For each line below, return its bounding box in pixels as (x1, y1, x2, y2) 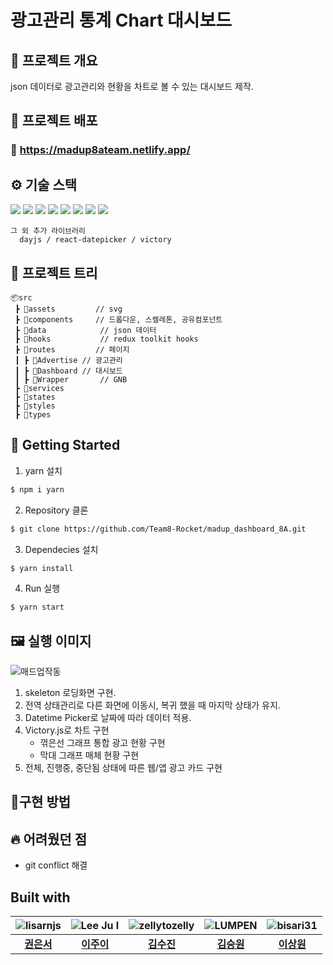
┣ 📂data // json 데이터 (14, 325, 157, 335)
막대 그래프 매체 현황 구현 (39, 749, 140, 761)
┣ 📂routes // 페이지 (14, 344, 130, 355)
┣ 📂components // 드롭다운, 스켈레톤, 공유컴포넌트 (14, 314, 223, 325)
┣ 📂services (14, 383, 65, 393)
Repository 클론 (24, 504, 89, 516)
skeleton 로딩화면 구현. (24, 687, 117, 699)
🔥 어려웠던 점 (10, 831, 87, 848)
